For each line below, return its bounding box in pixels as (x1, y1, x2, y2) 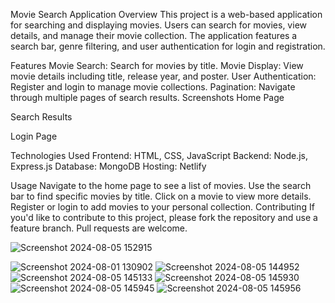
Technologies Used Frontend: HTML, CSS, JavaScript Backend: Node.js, (10, 150, 308, 161)
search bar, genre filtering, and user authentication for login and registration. (10, 40, 326, 52)
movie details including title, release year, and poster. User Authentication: (10, 70, 317, 82)
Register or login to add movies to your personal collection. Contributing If (10, 201, 315, 213)
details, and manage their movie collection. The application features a (10, 30, 298, 41)
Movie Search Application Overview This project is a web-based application (10, 9, 323, 20)
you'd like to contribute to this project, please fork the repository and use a (10, 212, 318, 223)
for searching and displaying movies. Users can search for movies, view (10, 19, 307, 31)
